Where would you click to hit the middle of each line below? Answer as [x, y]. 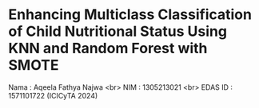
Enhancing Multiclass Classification [130, 15]
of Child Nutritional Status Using [118, 31]
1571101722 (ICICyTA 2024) [53, 95]
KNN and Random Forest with [108, 48]
